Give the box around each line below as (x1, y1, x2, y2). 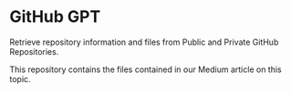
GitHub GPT (9, 6, 101, 27)
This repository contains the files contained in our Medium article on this (9, 64, 282, 75)
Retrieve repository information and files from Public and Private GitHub (9, 36, 279, 47)
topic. (9, 73, 31, 84)
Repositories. (9, 46, 59, 57)
